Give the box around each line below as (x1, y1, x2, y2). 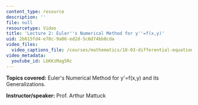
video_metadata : (6, 52, 46, 58)
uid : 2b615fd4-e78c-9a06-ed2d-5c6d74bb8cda (6, 36, 115, 42)
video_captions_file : (11, 47, 65, 53)
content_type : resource (6, 8, 65, 15)
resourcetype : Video (6, 25, 57, 31)
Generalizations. (6, 80, 46, 87)
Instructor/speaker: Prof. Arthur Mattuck (6, 92, 106, 99)
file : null (6, 19, 33, 25)
